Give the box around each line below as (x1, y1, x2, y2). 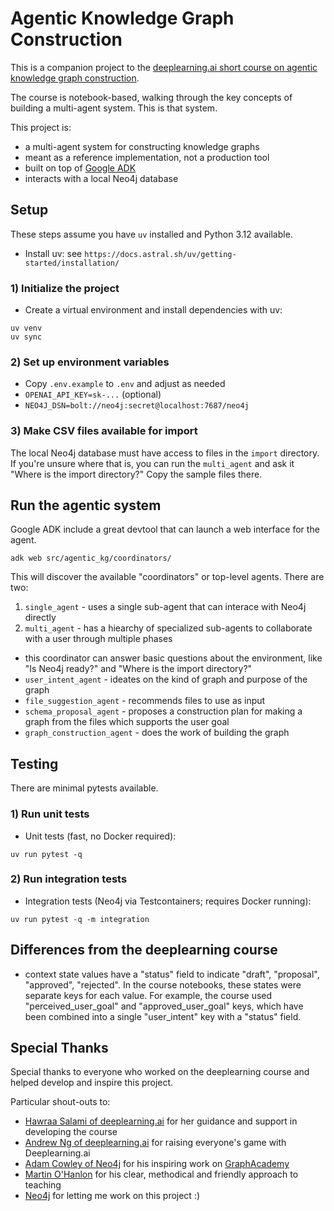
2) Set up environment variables (10, 355, 170, 369)
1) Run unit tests (10, 807, 90, 821)
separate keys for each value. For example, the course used (24, 989, 273, 1001)
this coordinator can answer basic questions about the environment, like (24, 652, 323, 664)
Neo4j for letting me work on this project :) (24, 1190, 201, 1202)
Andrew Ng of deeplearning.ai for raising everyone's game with (24, 1137, 287, 1149)
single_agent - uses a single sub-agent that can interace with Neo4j (24, 601, 307, 613)
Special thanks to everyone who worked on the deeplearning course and (10, 1066, 310, 1078)
